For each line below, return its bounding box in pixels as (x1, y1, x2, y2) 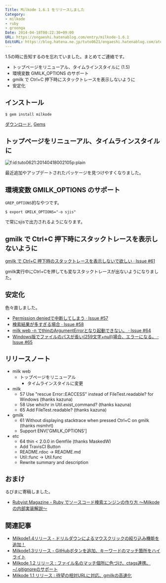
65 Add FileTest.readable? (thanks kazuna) (19, 407, 107, 413)
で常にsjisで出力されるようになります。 (5, 219, 85, 225)
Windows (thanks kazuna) (19, 396, 73, 402)
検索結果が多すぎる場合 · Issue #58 (12, 321, 84, 327)
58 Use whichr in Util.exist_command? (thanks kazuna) (19, 401, 132, 408)
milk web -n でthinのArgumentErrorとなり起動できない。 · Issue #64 (12, 327, 151, 333)
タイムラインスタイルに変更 (27, 380, 83, 386)
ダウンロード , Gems (5, 121, 46, 127)
